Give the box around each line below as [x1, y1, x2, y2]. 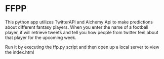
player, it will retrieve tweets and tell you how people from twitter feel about [5, 29, 159, 35]
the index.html [5, 49, 35, 55]
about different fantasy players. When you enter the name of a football [5, 24, 149, 30]
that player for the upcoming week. [5, 35, 77, 40]
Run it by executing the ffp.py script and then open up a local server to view [5, 44, 160, 50]
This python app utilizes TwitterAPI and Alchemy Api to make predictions [5, 19, 153, 25]
